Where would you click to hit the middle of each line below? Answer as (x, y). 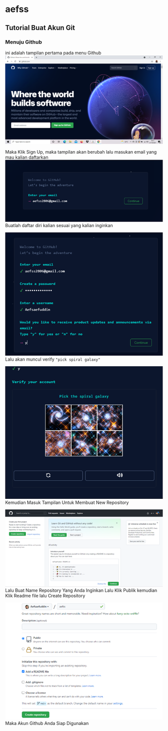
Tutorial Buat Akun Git (40, 28)
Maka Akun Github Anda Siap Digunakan (47, 723)
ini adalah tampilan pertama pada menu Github (53, 53)
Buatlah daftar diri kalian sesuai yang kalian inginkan (59, 225)
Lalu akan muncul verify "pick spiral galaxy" (53, 359)
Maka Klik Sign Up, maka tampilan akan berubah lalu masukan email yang (81, 152)
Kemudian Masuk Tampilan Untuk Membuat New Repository (67, 503)
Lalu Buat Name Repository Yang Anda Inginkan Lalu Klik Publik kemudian (81, 590)
